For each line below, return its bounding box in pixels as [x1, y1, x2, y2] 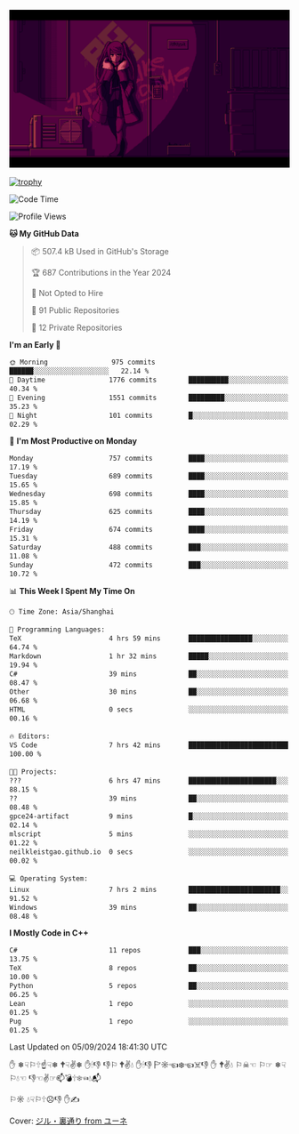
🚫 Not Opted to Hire [30, 287, 104, 298]
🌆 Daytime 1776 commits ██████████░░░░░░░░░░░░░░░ [9, 375, 289, 384]
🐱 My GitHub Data [9, 228, 80, 238]
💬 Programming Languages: [9, 624, 105, 634]
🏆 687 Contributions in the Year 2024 [30, 267, 172, 277]
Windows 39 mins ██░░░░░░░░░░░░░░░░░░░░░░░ [9, 903, 289, 912]
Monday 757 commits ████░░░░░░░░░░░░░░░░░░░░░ [9, 454, 289, 462]
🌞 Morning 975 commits [9, 358, 156, 366]
